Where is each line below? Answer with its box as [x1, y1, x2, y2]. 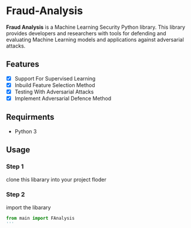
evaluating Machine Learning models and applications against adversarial [6, 36, 184, 43]
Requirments [6, 112, 55, 122]
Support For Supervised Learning [14, 75, 96, 82]
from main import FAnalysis [6, 215, 75, 221]
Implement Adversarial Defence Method [14, 95, 112, 102]
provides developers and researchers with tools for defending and [6, 29, 166, 36]
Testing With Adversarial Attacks [14, 88, 94, 95]
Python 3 [14, 128, 37, 135]
